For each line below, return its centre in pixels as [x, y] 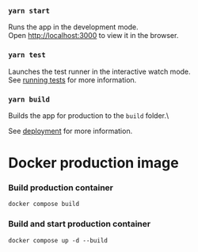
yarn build [29, 99]
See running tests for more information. [72, 80]
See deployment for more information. [70, 131]
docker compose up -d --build [58, 240]
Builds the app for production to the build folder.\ [89, 115]
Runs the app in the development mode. [73, 27]
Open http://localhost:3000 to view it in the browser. [93, 36]
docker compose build [44, 204]
